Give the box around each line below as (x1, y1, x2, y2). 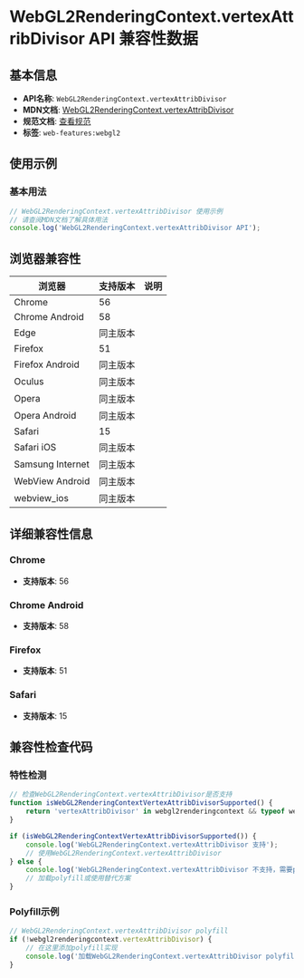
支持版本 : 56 (22, 576, 70, 586)
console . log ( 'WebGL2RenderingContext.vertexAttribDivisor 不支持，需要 (25, 866, 293, 875)
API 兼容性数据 (88, 29, 199, 49)
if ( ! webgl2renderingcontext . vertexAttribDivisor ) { (9, 935, 213, 944)
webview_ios (14, 492, 70, 505)
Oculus (14, 375, 44, 388)
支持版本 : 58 (22, 621, 70, 632)
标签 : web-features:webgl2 (22, 127, 120, 138)
